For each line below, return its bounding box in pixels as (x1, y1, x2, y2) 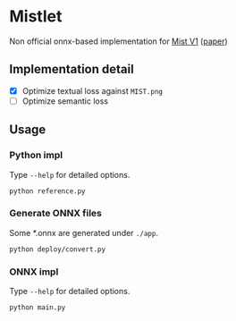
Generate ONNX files (9, 207, 103, 220)
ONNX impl (9, 266, 59, 278)
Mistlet (9, 6, 63, 27)
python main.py (9, 303, 66, 312)
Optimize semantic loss (21, 96, 109, 106)
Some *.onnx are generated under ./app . (9, 227, 159, 238)
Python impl (9, 149, 63, 162)
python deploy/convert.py (9, 244, 105, 254)
